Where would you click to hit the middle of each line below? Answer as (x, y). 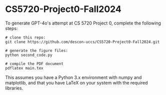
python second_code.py (29, 55)
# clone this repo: (25, 37)
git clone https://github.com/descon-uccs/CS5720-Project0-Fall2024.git (82, 42)
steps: (11, 28)
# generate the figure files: (37, 50)
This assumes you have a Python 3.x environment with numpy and (73, 77)
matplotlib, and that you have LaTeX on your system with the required (77, 82)
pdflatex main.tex (24, 68)
